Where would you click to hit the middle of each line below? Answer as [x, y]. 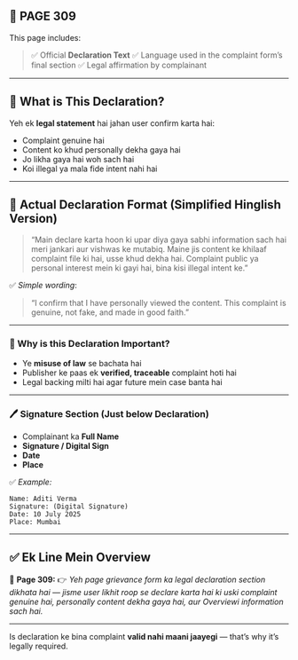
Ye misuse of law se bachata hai [82, 363]
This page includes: [45, 37]
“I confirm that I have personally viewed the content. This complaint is [158, 303]
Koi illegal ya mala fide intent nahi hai [90, 169]
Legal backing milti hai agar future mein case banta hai [122, 381]
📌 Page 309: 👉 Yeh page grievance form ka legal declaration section [137, 579]
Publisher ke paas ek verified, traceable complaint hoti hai [129, 373]
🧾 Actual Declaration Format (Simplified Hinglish [145, 205]
